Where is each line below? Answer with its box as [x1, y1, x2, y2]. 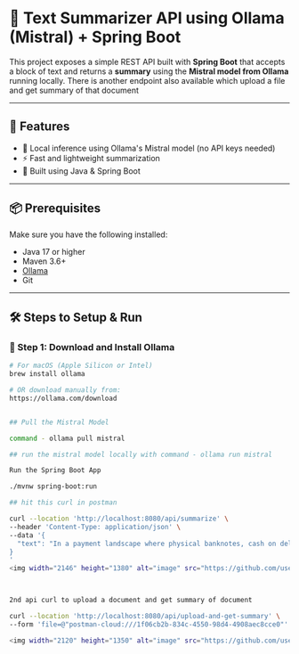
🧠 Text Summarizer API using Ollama [9, 8, 285, 29]
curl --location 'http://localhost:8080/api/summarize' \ [9, 514, 229, 523]
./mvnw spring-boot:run [9, 482, 98, 491]
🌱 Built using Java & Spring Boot [21, 165, 141, 176]
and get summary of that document [9, 85, 140, 95]
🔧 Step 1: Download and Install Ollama [9, 340, 175, 353]
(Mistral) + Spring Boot [9, 27, 182, 47]
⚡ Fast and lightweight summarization [21, 152, 160, 163]
